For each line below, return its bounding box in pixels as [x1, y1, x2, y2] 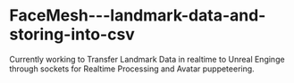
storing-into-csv [9, 24, 136, 45]
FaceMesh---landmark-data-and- [9, 5, 266, 26]
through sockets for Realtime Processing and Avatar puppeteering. [9, 63, 255, 74]
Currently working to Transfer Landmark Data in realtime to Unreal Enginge [9, 54, 285, 64]
